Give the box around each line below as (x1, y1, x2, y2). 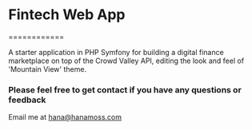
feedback (8, 94, 46, 105)
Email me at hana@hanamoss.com (8, 112, 122, 122)
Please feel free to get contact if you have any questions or (8, 84, 242, 95)
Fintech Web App (8, 6, 126, 24)
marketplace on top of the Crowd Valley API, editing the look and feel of (8, 56, 245, 65)
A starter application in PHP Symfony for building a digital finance (8, 47, 224, 57)
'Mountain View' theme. (8, 64, 86, 73)
